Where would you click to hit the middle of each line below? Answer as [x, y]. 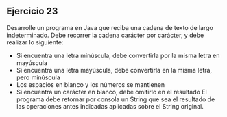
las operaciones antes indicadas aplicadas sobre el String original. [110, 106]
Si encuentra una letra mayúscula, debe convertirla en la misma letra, [114, 70]
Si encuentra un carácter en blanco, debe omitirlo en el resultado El [111, 92]
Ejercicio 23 [32, 11]
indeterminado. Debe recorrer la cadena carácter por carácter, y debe [105, 35]
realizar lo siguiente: [35, 42]
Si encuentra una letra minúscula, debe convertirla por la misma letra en [118, 55]
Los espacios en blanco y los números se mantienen [91, 84]
